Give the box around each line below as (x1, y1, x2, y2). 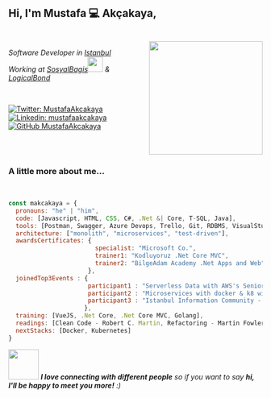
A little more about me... (8, 165, 105, 176)
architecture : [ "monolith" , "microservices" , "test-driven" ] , (15, 229, 229, 238)
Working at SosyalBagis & (8, 64, 110, 74)
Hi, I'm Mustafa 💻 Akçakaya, (8, 6, 157, 20)
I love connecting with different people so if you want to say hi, (40, 371, 255, 381)
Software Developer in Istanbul (8, 48, 111, 57)
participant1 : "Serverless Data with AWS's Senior (87, 281, 265, 290)
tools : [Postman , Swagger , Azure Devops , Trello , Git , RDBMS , (15, 222, 229, 230)
